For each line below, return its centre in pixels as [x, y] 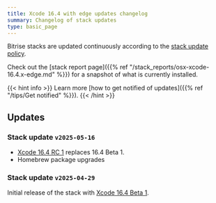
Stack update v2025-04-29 [51, 177]
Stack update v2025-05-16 [51, 137]
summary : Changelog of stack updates [62, 20]
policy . [17, 54]
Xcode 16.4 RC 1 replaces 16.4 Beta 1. [71, 152]
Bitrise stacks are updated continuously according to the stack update [108, 47]
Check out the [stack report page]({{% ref [68, 67]
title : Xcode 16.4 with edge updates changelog [78, 14]
